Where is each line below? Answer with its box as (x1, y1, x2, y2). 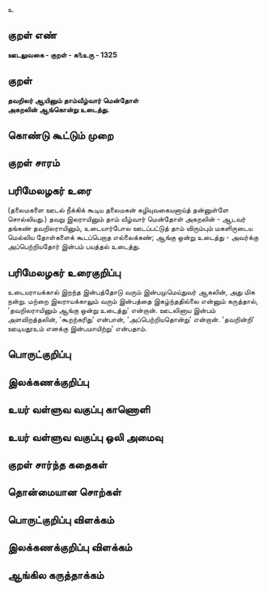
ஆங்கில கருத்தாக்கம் (7, 568, 104, 582)
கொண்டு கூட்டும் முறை (7, 129, 114, 143)
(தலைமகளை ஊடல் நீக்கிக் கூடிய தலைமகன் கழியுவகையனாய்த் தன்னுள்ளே (7, 205, 229, 215)
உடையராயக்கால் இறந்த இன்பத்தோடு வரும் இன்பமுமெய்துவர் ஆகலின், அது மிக (7, 287, 256, 297)
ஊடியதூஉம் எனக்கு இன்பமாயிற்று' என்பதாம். (7, 323, 147, 333)
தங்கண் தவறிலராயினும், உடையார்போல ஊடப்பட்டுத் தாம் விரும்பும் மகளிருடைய (7, 224, 253, 233)
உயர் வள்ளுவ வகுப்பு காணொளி (7, 403, 150, 417)
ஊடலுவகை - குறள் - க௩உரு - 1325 (7, 49, 118, 59)
